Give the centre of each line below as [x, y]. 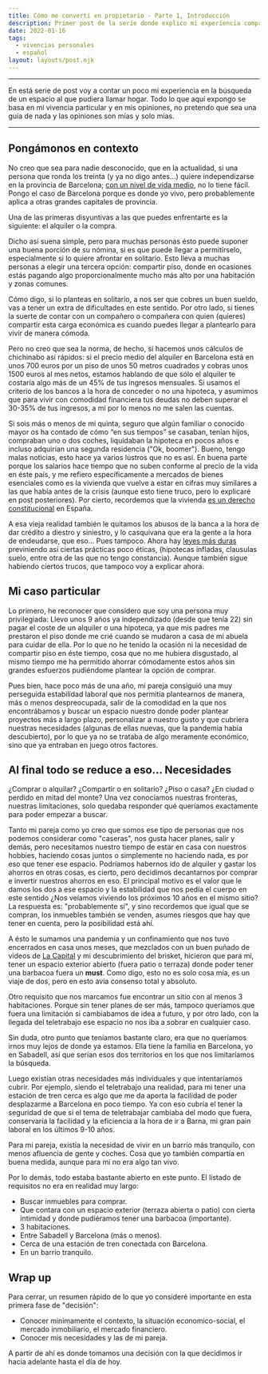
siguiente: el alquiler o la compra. [63, 225]
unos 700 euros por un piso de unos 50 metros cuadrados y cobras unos [128, 365]
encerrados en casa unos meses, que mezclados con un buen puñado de [129, 947]
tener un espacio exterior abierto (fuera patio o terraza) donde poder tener [131, 964]
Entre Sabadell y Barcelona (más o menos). [91, 1236]
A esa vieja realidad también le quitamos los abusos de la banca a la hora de [134, 523]
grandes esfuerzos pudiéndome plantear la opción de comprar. [112, 670]
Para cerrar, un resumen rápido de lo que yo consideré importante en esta [130, 1297]
